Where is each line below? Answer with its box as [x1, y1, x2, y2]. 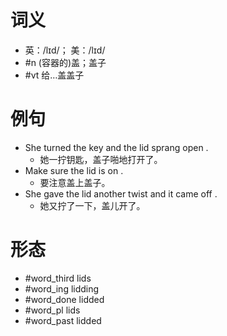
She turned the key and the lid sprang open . [24, 141, 209, 153]
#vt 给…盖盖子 [24, 69, 85, 81]
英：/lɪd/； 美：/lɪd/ [24, 44, 106, 56]
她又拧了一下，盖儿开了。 [39, 199, 146, 211]
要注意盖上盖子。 [39, 176, 111, 188]
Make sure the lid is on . [24, 164, 124, 176]
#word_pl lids [24, 304, 81, 316]
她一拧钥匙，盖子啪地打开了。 [39, 153, 163, 165]
